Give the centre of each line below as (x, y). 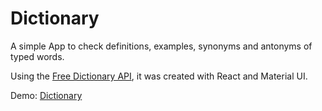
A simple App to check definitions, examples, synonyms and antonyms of (161, 46)
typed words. (37, 56)
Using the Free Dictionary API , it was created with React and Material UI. (159, 76)
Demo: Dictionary (46, 95)
